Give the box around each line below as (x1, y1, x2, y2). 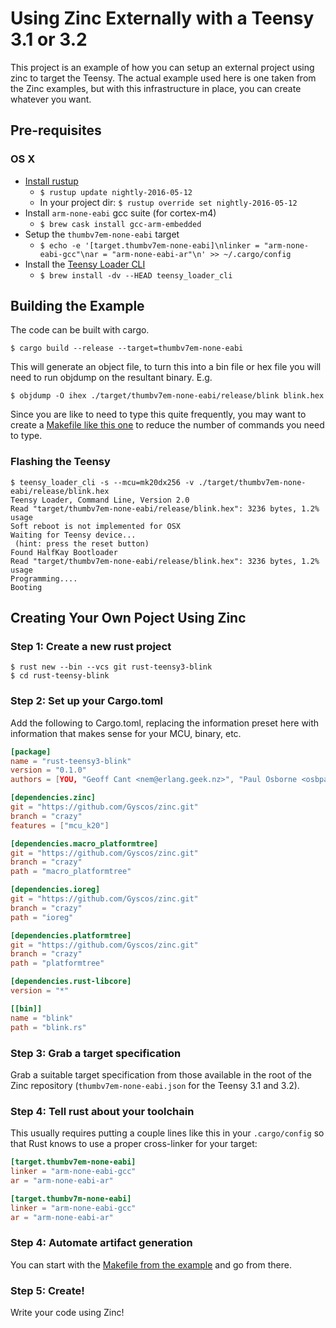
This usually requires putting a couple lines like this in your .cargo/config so (10, 1127, 325, 1139)
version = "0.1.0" (10, 765, 87, 776)
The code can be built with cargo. (10, 324, 150, 336)
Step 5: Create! (10, 1283, 85, 1297)
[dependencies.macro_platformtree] (10, 838, 159, 849)
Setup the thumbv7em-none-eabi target (24, 228, 180, 240)
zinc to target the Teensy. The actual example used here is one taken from (10, 72, 317, 84)
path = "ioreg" (10, 912, 74, 922)
